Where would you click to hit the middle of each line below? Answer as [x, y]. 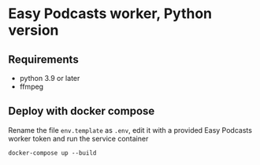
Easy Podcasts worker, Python [110, 14]
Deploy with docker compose [82, 111]
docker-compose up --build [52, 153]
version [33, 30]
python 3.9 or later [50, 78]
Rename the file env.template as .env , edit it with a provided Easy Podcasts [130, 130]
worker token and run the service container [78, 138]
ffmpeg [32, 86]
